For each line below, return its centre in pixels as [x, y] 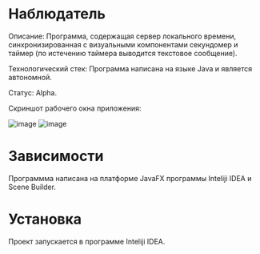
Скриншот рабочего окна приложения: [75, 108]
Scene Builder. [32, 187]
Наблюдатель [57, 14]
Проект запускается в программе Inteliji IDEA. [87, 241]
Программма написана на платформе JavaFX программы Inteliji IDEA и [130, 178]
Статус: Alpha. [33, 92]
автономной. [30, 77]
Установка [45, 219]
